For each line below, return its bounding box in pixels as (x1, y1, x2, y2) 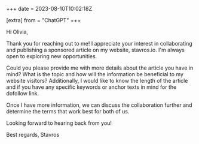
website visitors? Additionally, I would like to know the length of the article (6, 77, 188, 84)
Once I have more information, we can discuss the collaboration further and (6, 101, 192, 109)
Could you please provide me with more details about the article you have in (6, 64, 194, 71)
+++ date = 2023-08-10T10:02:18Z (6, 5, 93, 12)
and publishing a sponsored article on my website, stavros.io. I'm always (6, 46, 185, 53)
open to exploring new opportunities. (6, 53, 97, 59)
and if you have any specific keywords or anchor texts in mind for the (6, 83, 177, 91)
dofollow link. (6, 90, 39, 97)
